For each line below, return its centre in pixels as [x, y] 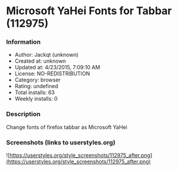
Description [23, 114]
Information [23, 42]
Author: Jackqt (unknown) [46, 55]
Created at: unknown [40, 61]
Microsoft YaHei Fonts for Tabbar [89, 11]
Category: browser [38, 80]
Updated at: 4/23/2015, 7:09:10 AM [57, 67]
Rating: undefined [36, 86]
